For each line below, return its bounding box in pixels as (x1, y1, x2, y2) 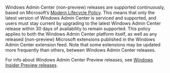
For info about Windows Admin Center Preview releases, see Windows (5, 57, 154, 62)
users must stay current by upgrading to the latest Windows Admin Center (5, 20, 161, 26)
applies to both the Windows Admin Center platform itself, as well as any (5, 31, 157, 37)
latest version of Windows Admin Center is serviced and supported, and (5, 15, 157, 21)
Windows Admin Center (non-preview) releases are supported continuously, (5, 5, 165, 10)
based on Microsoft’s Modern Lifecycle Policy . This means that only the (5, 10, 155, 16)
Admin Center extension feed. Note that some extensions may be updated (5, 42, 161, 47)
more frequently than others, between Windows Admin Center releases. (5, 47, 156, 53)
